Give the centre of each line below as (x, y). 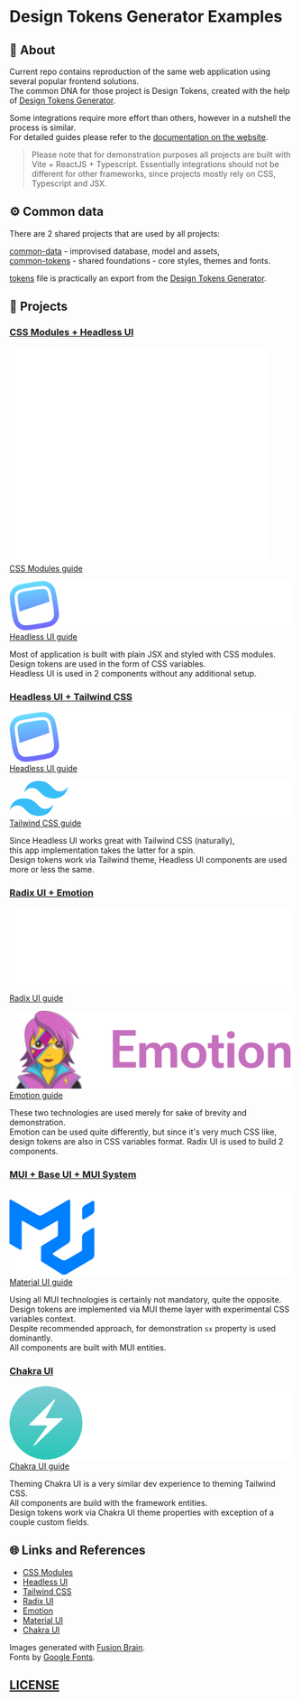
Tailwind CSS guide (46, 823)
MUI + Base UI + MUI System (73, 1174)
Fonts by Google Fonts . (52, 1657)
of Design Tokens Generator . (63, 100)
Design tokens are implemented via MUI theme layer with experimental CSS (150, 1309)
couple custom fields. (50, 1522)
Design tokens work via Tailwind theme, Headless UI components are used (148, 860)
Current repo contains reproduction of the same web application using (140, 71)
